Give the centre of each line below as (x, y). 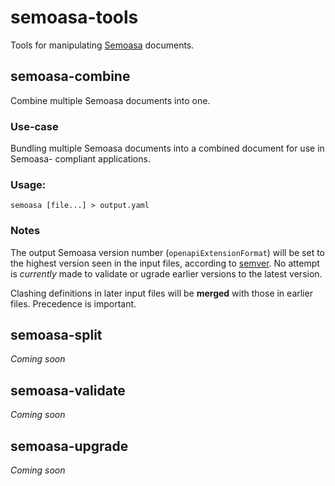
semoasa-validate (68, 390)
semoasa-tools (74, 17)
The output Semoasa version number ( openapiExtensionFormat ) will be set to (168, 252)
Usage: (28, 184)
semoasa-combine (70, 76)
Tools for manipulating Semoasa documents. (102, 45)
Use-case (34, 126)
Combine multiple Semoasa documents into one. (110, 100)
